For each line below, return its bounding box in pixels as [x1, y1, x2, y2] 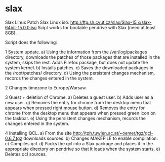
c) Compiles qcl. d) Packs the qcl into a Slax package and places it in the [5, 140, 153, 146]
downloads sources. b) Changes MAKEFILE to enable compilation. [23, 135, 158, 141]
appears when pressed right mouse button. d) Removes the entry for [5, 105, 145, 111]
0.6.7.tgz [5, 135, 23, 141]
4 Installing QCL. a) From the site [5, 130, 72, 136]
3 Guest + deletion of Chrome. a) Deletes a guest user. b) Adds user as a [5, 94, 153, 100]
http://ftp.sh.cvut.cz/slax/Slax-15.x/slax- [70, 19, 152, 25]
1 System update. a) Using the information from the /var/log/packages [5, 49, 147, 55]
